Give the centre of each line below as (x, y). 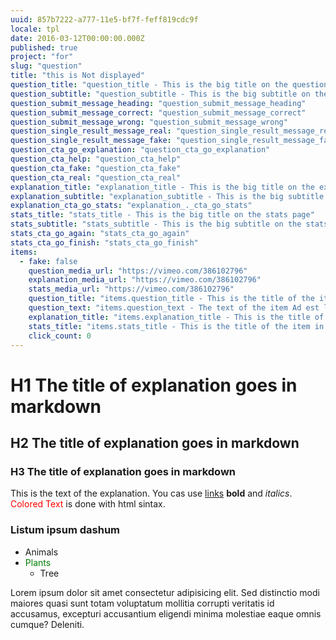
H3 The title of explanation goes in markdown (123, 471)
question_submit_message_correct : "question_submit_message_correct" (158, 112)
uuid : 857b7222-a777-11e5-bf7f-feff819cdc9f (104, 19)
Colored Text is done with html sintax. (88, 504)
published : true (44, 47)
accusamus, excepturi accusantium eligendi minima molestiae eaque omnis (166, 613)
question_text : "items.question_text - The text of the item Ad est (174, 308)
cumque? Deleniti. (47, 624)
